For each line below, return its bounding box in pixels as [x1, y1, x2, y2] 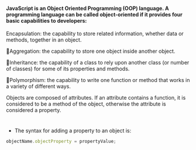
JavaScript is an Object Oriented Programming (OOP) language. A [6, 5, 169, 12]
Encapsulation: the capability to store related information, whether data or [6, 30, 184, 37]
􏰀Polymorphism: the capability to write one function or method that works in [6, 77, 190, 84]
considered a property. [6, 107, 61, 114]
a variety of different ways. [6, 83, 71, 90]
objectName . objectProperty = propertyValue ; [6, 138, 116, 145]
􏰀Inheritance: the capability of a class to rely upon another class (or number [6, 59, 190, 66]
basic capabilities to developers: [6, 17, 87, 24]
